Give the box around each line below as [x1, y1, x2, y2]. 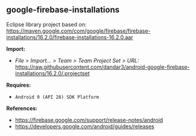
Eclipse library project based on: [6, 20, 87, 28]
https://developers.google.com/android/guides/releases [14, 123, 155, 130]
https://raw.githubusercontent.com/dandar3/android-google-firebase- [14, 63, 190, 70]
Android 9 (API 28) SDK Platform [14, 94, 100, 100]
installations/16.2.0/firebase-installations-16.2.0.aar [6, 33, 133, 41]
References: [6, 105, 38, 112]
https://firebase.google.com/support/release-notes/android [14, 116, 163, 123]
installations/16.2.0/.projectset [14, 69, 90, 77]
